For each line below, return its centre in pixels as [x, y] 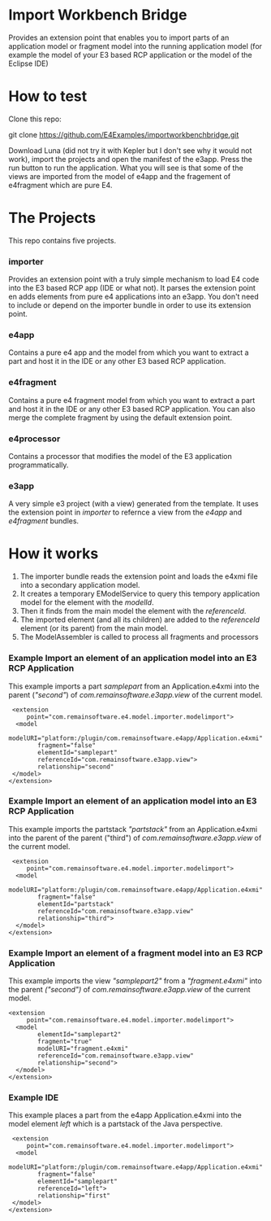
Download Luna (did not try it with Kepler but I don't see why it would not [130, 150]
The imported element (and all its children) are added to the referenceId [140, 619]
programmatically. [39, 465]
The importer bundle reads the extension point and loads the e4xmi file [139, 576]
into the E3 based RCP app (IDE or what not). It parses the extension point [132, 288]
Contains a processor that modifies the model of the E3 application [120, 456]
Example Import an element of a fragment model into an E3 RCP [136, 952]
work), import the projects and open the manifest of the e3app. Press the [131, 159]
